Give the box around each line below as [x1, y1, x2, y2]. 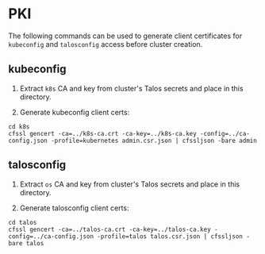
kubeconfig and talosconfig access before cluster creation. [8, 39, 203, 48]
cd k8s [8, 122, 30, 131]
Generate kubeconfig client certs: [19, 107, 130, 117]
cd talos [8, 218, 37, 226]
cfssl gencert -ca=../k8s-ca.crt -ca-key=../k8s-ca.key [8, 129, 197, 137]
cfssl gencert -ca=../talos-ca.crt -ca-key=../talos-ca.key [8, 225, 212, 233]
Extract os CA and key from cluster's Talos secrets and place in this [19, 179, 240, 189]
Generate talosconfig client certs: [19, 203, 129, 213]
